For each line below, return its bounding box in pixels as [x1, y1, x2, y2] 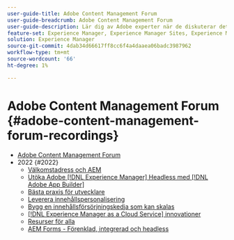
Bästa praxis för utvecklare [27, 187, 105, 195]
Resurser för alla [27, 217, 75, 225]
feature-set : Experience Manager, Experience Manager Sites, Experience [7, 29, 223, 37]
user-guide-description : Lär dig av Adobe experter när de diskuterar [7, 23, 217, 30]
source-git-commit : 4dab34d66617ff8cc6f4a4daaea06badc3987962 [7, 42, 192, 49]
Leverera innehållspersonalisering [27, 195, 125, 203]
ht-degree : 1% [7, 62, 49, 69]
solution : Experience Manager [7, 36, 95, 43]
